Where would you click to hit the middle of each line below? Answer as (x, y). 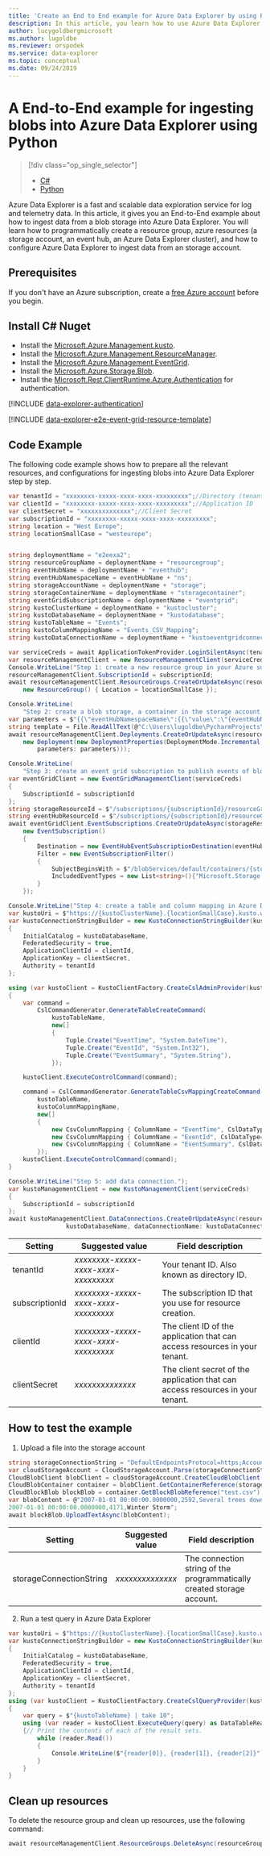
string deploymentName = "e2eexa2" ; (70, 556)
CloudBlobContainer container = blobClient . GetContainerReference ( (124, 1485)
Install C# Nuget (49, 326)
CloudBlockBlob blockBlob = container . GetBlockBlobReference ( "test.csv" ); (136, 1492)
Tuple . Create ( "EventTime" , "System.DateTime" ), (147, 1040)
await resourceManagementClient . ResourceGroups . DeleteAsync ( (113, 1844)
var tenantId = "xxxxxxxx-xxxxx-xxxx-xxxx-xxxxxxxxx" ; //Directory (122, 497)
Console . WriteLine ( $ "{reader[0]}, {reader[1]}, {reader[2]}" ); (159, 1753)
